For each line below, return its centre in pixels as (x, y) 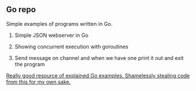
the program (30, 64)
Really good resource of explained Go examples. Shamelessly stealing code (98, 75)
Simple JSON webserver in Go (52, 35)
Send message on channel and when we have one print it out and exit (99, 58)
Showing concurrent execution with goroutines (71, 46)
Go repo (21, 10)
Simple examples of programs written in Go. (59, 23)
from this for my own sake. (39, 82)
